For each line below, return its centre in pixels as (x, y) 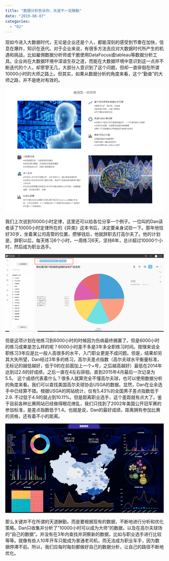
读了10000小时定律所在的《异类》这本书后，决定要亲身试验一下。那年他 (84, 228)
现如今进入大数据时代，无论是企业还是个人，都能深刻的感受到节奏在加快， (82, 42)
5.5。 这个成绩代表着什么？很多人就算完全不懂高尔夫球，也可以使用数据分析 (84, 378)
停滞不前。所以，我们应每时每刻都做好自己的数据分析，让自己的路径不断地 (87, 547)
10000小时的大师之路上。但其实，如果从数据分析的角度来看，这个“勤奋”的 (82, 74)
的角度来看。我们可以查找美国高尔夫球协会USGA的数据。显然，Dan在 (77, 385)
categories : (18, 21)
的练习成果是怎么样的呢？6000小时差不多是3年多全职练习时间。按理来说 (80, 347)
